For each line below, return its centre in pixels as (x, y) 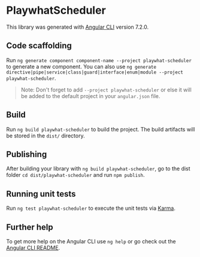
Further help (30, 227)
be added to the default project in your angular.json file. (90, 96)
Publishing (27, 154)
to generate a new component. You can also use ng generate (81, 66)
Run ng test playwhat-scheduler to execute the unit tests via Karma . (91, 208)
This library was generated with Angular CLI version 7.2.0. (77, 27)
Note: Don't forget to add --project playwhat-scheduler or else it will (106, 90)
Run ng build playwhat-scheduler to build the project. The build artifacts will (101, 129)
